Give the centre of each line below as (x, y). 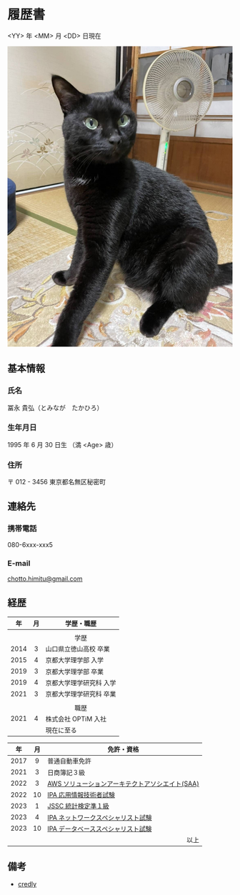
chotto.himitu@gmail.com (45, 579)
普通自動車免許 (69, 761)
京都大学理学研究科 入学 (81, 682)
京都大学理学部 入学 (75, 660)
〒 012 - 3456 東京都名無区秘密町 (56, 482)
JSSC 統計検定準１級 (78, 806)
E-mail (19, 563)
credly (27, 884)
